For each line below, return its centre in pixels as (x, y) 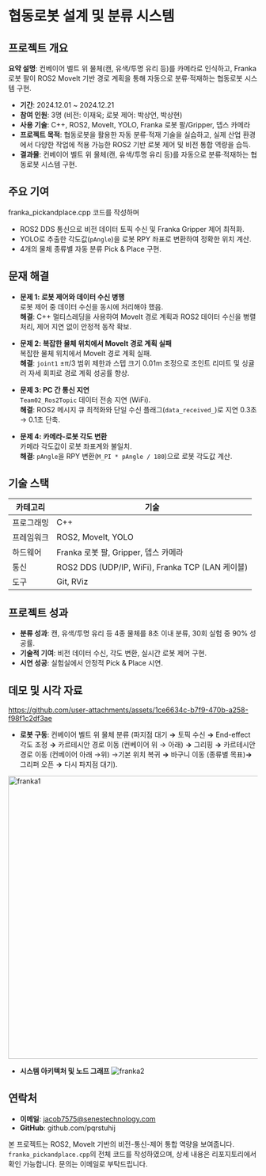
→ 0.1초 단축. (40, 419)
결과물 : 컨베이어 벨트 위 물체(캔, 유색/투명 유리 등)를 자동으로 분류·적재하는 (134, 154)
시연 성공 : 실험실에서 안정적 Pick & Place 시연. (91, 663)
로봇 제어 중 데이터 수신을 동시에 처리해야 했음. (91, 306)
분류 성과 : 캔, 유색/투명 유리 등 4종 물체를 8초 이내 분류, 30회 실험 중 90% (133, 633)
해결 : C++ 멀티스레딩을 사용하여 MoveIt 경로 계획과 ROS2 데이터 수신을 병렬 (138, 317)
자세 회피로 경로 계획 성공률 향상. (79, 373)
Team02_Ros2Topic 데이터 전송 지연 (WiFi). (85, 400)
